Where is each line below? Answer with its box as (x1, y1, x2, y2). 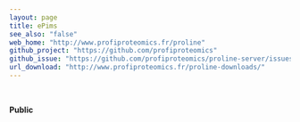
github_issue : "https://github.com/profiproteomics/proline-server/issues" (9, 54, 297, 63)
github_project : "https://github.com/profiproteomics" (9, 46, 218, 55)
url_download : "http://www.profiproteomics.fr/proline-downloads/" (9, 63, 266, 72)
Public (9, 104, 34, 115)
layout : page (9, 12, 58, 22)
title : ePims (9, 21, 58, 30)
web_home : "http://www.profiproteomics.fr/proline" (9, 37, 205, 47)
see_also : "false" (9, 29, 78, 38)
